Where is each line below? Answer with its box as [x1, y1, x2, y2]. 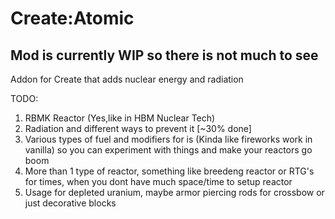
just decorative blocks [24, 197, 117, 209]
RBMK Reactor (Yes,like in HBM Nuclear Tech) [24, 112, 216, 124]
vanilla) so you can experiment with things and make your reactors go [24, 144, 313, 156]
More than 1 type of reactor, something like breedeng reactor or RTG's [24, 165, 315, 177]
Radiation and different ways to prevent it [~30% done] [24, 123, 252, 134]
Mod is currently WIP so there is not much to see [10, 47, 319, 64]
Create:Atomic [10, 7, 135, 30]
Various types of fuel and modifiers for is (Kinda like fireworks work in [24, 133, 313, 145]
